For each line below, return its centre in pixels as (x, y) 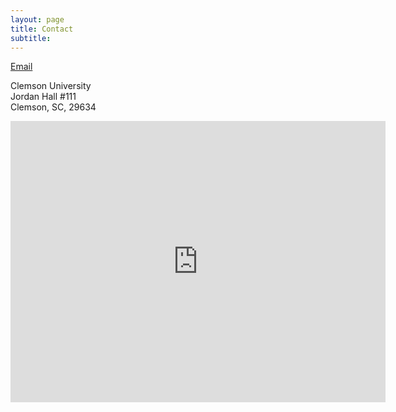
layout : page (37, 19)
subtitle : (31, 38)
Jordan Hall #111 (43, 97)
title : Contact (42, 29)
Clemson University (51, 86)
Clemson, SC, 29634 (53, 107)
